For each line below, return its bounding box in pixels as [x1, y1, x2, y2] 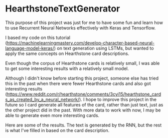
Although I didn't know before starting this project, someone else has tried [5, 75, 159, 81]
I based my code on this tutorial [5, 34, 71, 40]
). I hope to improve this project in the [79, 96, 157, 102]
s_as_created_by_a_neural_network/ [5, 96, 79, 102]
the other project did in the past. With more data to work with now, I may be [5, 107, 161, 113]
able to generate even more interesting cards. [5, 112, 99, 118]
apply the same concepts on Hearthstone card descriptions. [5, 50, 129, 56]
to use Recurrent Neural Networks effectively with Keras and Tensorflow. [5, 24, 156, 30]
